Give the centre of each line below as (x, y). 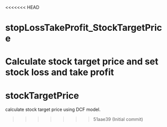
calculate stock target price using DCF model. (53, 110)
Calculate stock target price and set (82, 61)
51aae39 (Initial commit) (118, 119)
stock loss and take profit (60, 72)
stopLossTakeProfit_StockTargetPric (84, 28)
